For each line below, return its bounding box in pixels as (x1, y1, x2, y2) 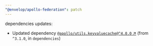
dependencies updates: (5, 21, 53, 26)
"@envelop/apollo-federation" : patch (5, 7, 82, 12)
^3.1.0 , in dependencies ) (12, 35, 61, 41)
